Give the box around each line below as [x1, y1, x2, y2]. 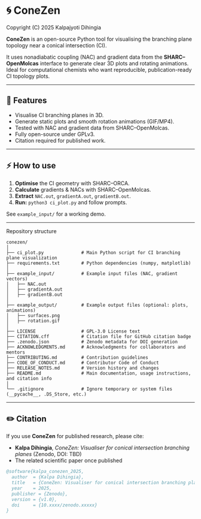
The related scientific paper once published [14, 457, 123, 464]
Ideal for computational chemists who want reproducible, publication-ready [6, 66, 192, 73]
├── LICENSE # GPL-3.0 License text [6, 328, 141, 334]
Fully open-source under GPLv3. [14, 130, 95, 138]
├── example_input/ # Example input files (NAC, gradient [6, 270, 178, 276]
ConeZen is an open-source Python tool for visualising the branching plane [6, 35, 193, 43]
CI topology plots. [6, 73, 50, 80]
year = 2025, [11, 485, 52, 491]
